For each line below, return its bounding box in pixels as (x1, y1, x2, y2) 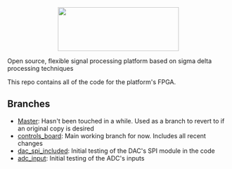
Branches (7, 98, 51, 110)
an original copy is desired (17, 124, 94, 133)
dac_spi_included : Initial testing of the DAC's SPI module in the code (17, 147, 216, 155)
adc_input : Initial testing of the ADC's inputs (17, 154, 145, 162)
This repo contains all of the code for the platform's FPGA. (7, 78, 176, 86)
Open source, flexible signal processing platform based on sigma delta (7, 57, 212, 65)
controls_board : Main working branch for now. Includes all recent (17, 131, 206, 140)
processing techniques (7, 65, 74, 72)
